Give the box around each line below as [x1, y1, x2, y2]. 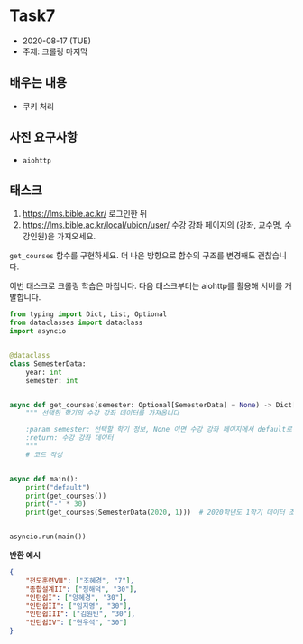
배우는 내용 [9, 75, 68, 90]
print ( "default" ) [25, 482, 91, 492]
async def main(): [9, 474, 78, 483]
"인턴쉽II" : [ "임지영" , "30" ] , [25, 602, 133, 611]
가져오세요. [57, 231, 96, 242]
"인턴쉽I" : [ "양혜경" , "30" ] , [25, 593, 128, 602]
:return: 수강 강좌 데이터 [25, 434, 114, 443]
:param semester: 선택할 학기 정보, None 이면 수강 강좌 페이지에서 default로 [25, 425, 293, 434]
